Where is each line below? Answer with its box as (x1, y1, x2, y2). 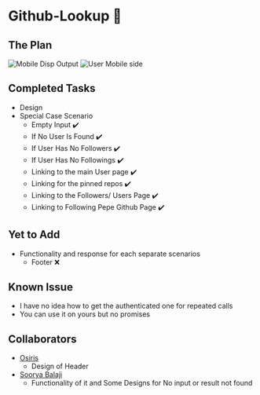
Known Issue (8, 280, 73, 294)
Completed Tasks (8, 82, 96, 95)
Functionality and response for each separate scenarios (19, 249, 200, 258)
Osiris (19, 353, 39, 363)
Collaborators (8, 332, 77, 346)
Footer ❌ (31, 257, 60, 266)
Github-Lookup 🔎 (8, 7, 123, 25)
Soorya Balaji (19, 370, 63, 379)
